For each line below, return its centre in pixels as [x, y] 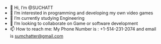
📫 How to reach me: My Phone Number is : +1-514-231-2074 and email [83, 29]
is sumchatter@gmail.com [37, 36]
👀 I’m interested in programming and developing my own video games [81, 13]
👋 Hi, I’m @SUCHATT [32, 8]
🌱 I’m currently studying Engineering [47, 18]
